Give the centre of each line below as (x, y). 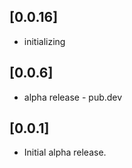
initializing (44, 41)
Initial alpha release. (65, 152)
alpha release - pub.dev (73, 97)
